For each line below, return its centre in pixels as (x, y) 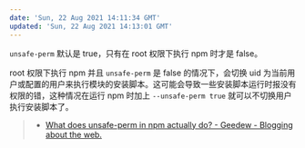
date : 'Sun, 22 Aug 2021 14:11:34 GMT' (85, 18)
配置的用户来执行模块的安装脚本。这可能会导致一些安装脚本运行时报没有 (161, 84)
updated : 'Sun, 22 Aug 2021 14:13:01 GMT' (91, 26)
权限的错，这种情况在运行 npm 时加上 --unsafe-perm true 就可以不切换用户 (151, 95)
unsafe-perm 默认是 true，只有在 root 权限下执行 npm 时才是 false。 (136, 53)
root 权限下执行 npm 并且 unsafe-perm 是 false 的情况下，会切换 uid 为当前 (148, 73)
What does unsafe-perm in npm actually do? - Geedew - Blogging (169, 124)
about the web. (74, 134)
